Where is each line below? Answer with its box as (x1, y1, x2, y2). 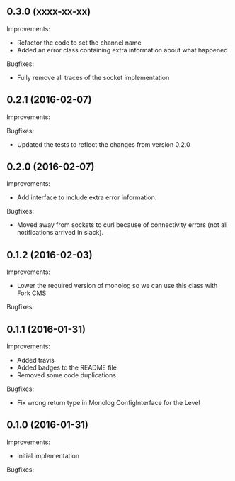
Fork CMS (16, 289, 47, 297)
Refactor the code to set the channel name (16, 38, 142, 47)
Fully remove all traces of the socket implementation (16, 73, 170, 82)
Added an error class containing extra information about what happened (16, 45, 228, 54)
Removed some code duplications (16, 371, 116, 380)
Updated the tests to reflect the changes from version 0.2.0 (16, 140, 190, 148)
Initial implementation (16, 451, 80, 460)
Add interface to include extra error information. (16, 193, 157, 201)
